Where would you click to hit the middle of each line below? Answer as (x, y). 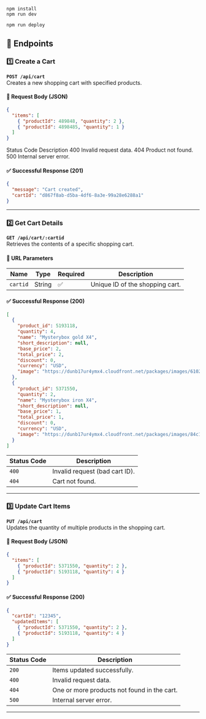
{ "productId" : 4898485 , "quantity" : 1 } (71, 127)
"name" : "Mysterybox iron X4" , (57, 400)
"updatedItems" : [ (36, 622)
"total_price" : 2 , (41, 354)
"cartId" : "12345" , (37, 616)
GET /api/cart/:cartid (35, 238)
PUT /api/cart (25, 521)
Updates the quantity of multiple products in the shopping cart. (86, 527)
